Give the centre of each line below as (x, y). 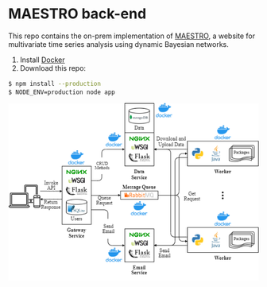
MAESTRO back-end (77, 14)
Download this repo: (52, 68)
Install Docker (42, 60)
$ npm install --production (55, 83)
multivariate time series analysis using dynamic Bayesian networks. (118, 44)
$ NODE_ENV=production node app (62, 92)
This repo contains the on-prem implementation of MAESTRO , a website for (132, 36)
